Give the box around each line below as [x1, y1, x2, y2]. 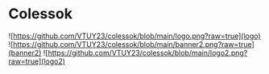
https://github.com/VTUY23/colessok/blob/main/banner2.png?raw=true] [13, 39, 255, 49]
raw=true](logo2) [8, 56, 66, 66]
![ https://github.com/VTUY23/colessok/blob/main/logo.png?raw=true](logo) [8, 31, 261, 41]
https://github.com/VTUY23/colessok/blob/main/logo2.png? [48, 48, 248, 57]
